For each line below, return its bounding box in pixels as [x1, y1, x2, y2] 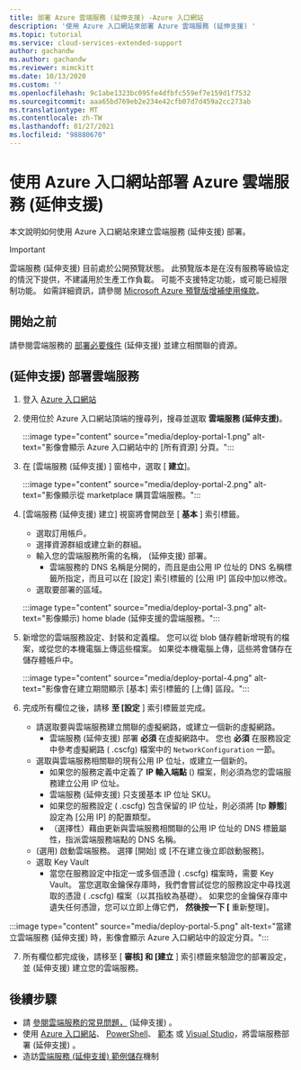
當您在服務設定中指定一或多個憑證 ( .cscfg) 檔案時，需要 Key [49, 868, 274, 879]
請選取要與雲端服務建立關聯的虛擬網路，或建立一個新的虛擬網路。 [35, 721, 280, 732]
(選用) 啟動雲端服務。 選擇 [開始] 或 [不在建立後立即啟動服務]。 [35, 846, 270, 857]
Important [9, 244, 46, 255]
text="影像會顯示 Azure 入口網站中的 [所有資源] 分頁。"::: [22, 442, 235, 453]
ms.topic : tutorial [9, 30, 83, 39]
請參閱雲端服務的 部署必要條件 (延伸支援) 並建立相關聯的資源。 [9, 340, 243, 350]
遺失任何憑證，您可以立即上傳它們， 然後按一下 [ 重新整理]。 [49, 902, 274, 912]
